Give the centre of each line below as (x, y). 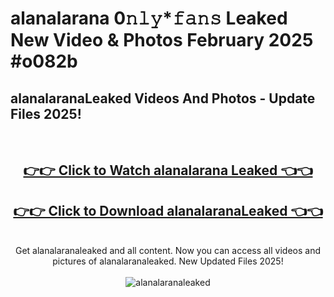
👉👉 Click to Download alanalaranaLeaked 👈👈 (168, 210)
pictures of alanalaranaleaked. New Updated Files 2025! (168, 261)
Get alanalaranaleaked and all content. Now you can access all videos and (168, 251)
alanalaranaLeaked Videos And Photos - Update (163, 98)
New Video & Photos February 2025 (162, 40)
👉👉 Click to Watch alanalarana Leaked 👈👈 (168, 170)
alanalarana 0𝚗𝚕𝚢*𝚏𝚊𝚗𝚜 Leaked (149, 18)
